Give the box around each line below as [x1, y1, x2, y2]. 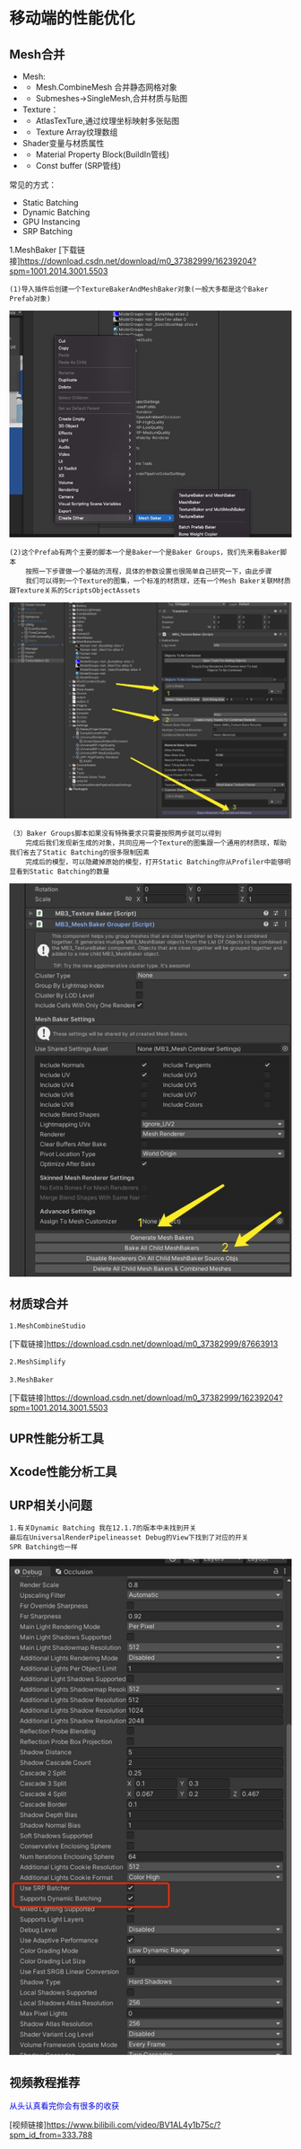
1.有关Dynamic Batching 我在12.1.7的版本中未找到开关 [9, 1523, 197, 1533]
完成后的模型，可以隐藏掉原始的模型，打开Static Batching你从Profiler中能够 [25, 858, 285, 867]
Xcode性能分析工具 [9, 1464, 117, 1479]
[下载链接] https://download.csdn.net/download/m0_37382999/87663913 [9, 1338, 279, 1349]
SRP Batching [21, 226, 73, 236]
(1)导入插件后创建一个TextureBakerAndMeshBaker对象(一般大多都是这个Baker [9, 285, 269, 294]
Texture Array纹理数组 [35, 127, 118, 137]
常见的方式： [9, 180, 56, 189]
